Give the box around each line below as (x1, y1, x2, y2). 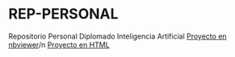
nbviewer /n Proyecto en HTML (8, 39, 111, 49)
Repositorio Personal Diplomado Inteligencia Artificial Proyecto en (8, 31, 228, 41)
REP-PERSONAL (8, 5, 119, 23)
